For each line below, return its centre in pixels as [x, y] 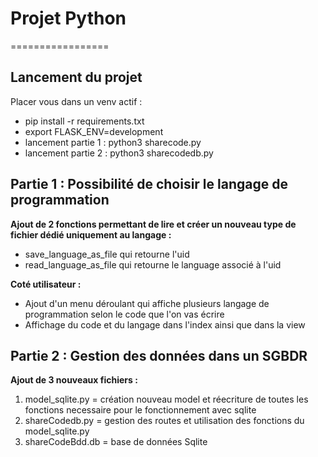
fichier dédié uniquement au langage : [91, 234]
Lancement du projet [76, 77]
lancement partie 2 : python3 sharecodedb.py [119, 153]
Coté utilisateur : [46, 284]
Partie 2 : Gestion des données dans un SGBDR [159, 355]
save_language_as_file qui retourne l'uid [107, 254]
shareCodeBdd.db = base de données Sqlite [116, 442]
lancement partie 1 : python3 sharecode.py [113, 142]
